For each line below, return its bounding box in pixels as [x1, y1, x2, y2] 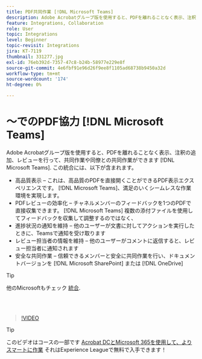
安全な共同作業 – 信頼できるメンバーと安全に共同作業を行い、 [14, 252, 169, 259]
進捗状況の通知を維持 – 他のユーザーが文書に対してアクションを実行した [14, 221, 195, 229]
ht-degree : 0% [6, 82, 42, 88]
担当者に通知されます [25, 244, 79, 252]
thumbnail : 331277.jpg [6, 54, 63, 60]
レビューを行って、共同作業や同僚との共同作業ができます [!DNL [16, 156, 175, 164]
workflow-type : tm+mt [6, 71, 61, 77]
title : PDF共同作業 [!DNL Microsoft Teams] [6, 8, 113, 15]
